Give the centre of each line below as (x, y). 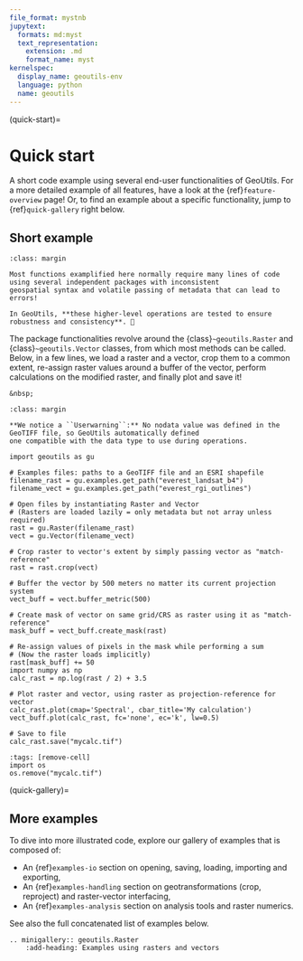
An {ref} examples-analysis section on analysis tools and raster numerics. (158, 906)
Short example (51, 237)
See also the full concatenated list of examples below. (109, 924)
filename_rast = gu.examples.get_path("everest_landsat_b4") (127, 481)
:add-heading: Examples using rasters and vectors (123, 948)
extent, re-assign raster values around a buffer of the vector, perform (138, 368)
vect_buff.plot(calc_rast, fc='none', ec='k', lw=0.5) (115, 718)
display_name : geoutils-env (70, 77)
